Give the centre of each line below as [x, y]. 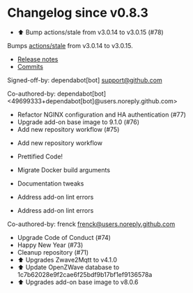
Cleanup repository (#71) [53, 252]
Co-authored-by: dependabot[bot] [57, 93]
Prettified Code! [40, 156]
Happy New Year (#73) [50, 245]
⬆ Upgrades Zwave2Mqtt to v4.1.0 [67, 260]
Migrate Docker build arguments [63, 170]
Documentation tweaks [51, 183]
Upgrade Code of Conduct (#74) [64, 237]
